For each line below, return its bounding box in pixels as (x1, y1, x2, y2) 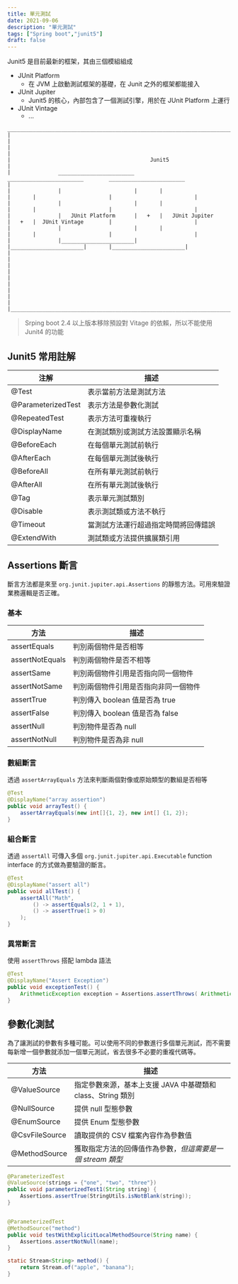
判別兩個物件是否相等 (72, 642, 144, 652)
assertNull (11, 721, 45, 731)
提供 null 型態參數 (74, 1104, 133, 1114)
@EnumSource (11, 1117, 61, 1127)
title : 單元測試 (7, 10, 51, 18)
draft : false (7, 37, 46, 44)
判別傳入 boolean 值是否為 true (72, 695, 176, 705)
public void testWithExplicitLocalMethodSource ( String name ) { (7, 1232, 198, 1239)
